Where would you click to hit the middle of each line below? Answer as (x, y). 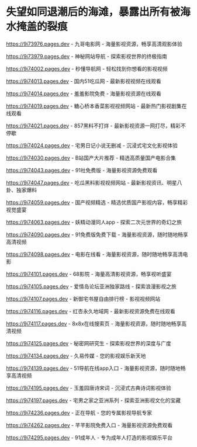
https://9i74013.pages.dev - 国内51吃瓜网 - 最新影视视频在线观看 (84, 81)
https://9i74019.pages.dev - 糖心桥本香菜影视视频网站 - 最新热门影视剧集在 (96, 106)
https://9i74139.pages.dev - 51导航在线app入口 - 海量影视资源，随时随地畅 (96, 368)
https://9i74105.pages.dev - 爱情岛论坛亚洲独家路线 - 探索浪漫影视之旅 (91, 286)
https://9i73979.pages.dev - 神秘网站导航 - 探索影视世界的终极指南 (87, 56)
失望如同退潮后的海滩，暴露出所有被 (93, 12)
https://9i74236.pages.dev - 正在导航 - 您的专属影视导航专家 (79, 413)
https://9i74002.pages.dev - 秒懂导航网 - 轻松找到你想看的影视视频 (87, 68)
